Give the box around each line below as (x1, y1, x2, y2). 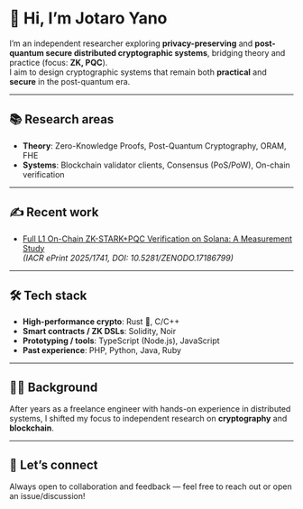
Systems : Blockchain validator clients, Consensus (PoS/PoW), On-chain (22, 159, 290, 170)
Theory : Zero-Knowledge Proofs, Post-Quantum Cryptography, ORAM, (22, 140, 287, 151)
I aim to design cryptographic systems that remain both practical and (9, 67, 268, 77)
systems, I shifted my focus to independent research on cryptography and (9, 414, 288, 424)
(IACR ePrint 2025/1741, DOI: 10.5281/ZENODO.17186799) (22, 252, 234, 263)
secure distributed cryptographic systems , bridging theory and (45, 47, 286, 58)
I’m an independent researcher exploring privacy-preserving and (9, 38, 253, 49)
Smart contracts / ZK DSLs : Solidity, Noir (22, 326, 177, 337)
